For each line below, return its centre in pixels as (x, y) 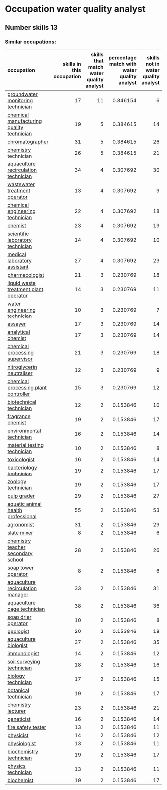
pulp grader (21, 496)
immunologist (24, 653)
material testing (26, 445)
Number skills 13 (31, 28)
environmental (24, 431)
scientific (18, 234)
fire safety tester (27, 727)
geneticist (19, 719)
